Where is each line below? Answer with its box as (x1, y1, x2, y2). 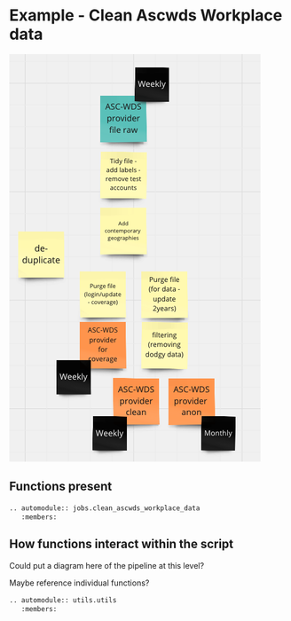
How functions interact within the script (9, 537, 234, 552)
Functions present (9, 479, 113, 494)
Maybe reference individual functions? (9, 578, 150, 588)
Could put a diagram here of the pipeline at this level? (9, 560, 205, 570)
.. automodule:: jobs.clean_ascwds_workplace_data (9, 503, 201, 513)
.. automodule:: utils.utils (9, 595, 117, 604)
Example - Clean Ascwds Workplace (9, 5, 283, 26)
